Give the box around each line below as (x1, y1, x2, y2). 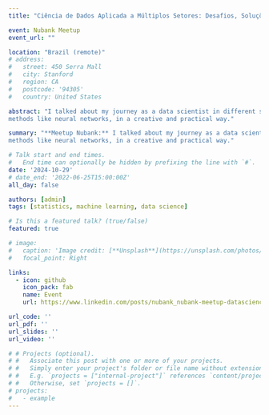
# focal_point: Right (8, 254, 88, 262)
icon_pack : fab (22, 284, 74, 292)
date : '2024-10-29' (8, 166, 74, 174)
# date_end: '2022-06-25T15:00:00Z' (8, 173, 130, 181)
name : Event (22, 291, 62, 299)
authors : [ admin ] (8, 195, 66, 203)
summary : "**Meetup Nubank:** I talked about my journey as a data (8, 129, 239, 137)
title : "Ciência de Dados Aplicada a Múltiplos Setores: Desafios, (8, 11, 239, 20)
